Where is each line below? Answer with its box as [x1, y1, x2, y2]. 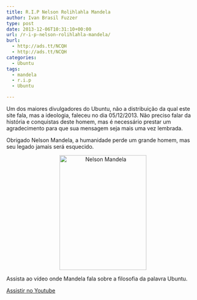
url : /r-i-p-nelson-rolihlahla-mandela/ [6, 32, 111, 38]
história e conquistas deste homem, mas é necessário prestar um [6, 118, 171, 126]
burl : [6, 37, 20, 43]
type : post [6, 20, 34, 26]
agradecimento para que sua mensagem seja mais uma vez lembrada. [6, 125, 184, 132]
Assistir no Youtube [6, 287, 56, 294]
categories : [6, 54, 37, 61]
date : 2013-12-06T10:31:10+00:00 [6, 26, 92, 32]
